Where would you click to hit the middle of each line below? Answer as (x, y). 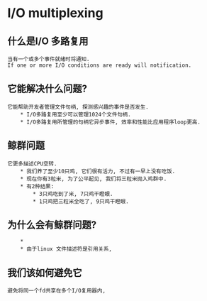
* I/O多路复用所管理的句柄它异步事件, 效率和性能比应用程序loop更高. (110, 122)
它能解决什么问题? (47, 89)
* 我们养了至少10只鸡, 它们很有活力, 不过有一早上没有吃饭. (98, 171)
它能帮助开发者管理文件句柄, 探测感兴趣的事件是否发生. (78, 107)
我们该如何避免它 (45, 272)
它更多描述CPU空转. (32, 164)
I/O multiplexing (56, 13)
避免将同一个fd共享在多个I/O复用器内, (57, 291)
